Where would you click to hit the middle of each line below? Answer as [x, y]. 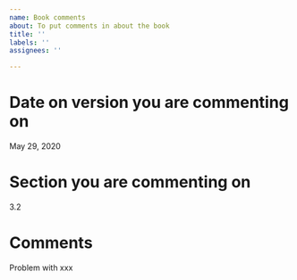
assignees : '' [36, 51]
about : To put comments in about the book [89, 26]
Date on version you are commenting [149, 103]
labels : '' [30, 42]
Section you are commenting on [130, 182]
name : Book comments [48, 17]
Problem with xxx [41, 268]
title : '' [28, 34]
